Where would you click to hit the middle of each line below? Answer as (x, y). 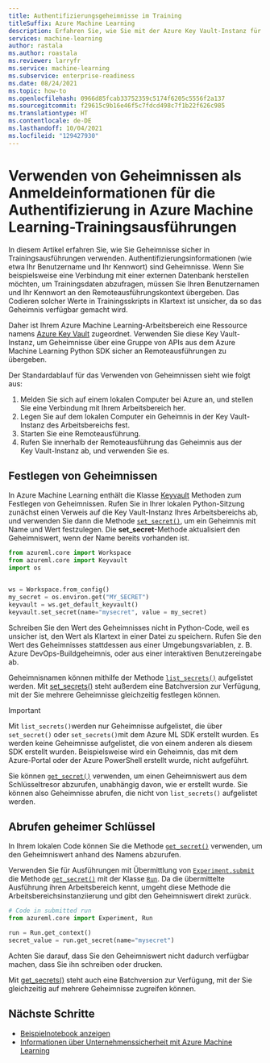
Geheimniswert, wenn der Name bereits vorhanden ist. (99, 538)
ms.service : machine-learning (59, 69)
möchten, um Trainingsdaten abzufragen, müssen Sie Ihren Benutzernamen (134, 284)
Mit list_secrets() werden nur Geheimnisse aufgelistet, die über (116, 726)
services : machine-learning (56, 38)
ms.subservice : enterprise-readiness (72, 76)
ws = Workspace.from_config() (59, 590)
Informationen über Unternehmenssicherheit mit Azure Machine (126, 1042)
